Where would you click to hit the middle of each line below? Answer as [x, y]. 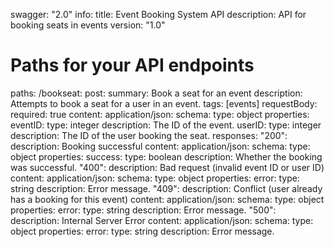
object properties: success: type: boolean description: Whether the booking [166, 156]
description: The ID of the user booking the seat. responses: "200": [149, 135]
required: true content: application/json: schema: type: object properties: [160, 114]
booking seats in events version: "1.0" [88, 25]
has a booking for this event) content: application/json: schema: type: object [167, 199]
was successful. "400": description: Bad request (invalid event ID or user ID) [167, 167]
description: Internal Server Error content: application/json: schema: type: [162, 220]
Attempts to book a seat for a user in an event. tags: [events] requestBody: [164, 103]
